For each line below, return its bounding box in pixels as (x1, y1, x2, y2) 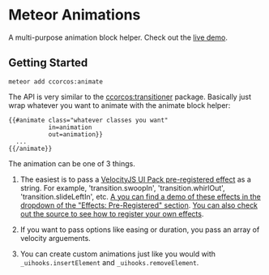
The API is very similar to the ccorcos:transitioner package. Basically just (8, 92, 252, 101)
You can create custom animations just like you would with (19, 249, 216, 259)
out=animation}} (48, 130, 104, 139)
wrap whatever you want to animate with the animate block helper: (8, 100, 231, 110)
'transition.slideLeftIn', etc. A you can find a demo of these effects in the (19, 191, 261, 201)
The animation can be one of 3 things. (8, 158, 135, 168)
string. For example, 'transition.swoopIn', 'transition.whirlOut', (19, 183, 225, 192)
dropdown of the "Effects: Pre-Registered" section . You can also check (19, 200, 258, 210)
